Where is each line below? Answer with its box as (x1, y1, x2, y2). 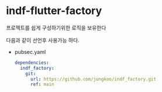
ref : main (30, 81, 54, 87)
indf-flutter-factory (6, 4, 102, 18)
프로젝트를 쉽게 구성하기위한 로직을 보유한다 (6, 24, 106, 31)
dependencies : (14, 60, 49, 66)
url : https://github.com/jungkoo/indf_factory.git (30, 76, 157, 82)
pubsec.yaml (14, 48, 46, 55)
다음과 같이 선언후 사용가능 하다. (6, 36, 80, 43)
